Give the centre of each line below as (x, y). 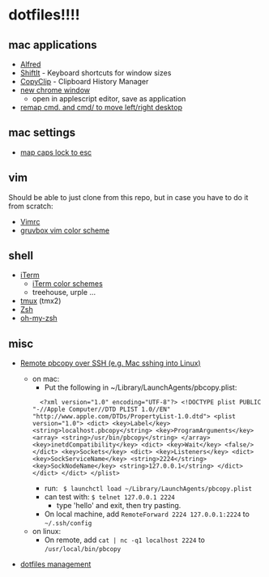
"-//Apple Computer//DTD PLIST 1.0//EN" (101, 410)
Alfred (30, 64)
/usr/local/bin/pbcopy (83, 549)
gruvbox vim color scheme (65, 230)
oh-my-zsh (39, 318)
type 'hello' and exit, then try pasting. (119, 506)
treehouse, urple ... (64, 293)
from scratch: (31, 206)
